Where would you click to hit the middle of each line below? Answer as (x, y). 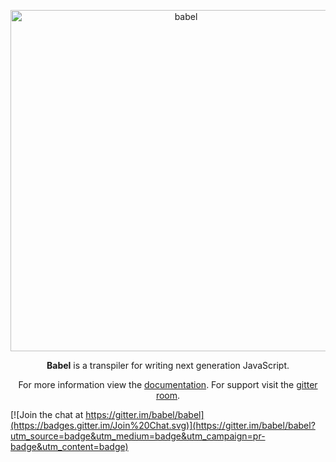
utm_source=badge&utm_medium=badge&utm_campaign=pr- (138, 436)
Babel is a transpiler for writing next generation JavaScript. (168, 365)
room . (168, 395)
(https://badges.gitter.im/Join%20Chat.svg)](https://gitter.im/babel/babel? (163, 425)
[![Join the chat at (47, 414)
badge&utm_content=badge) (69, 446)
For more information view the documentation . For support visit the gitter (168, 384)
